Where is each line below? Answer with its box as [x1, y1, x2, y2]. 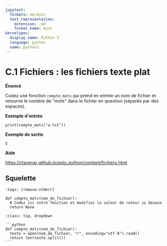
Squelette [5, 174, 36, 182]
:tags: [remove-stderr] [5, 187, 55, 192]
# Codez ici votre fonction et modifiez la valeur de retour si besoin [9, 200, 162, 205]
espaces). [5, 103, 26, 109]
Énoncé [5, 83, 21, 89]
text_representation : [9, 17, 55, 22]
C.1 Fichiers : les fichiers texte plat [5, 66, 150, 78]
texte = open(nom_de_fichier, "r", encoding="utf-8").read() [9, 231, 140, 236]
